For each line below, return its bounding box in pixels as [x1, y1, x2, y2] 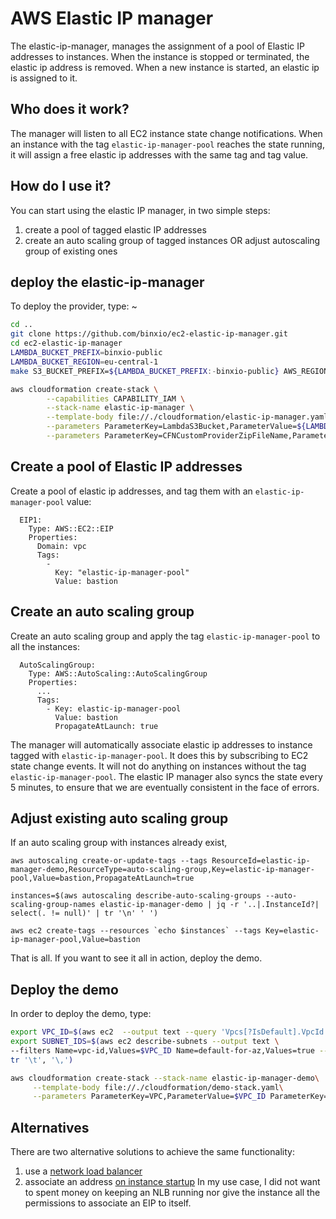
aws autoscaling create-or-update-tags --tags [10, 856, 208, 866]
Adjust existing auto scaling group [10, 810, 229, 827]
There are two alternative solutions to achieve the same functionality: [10, 1146, 295, 1158]
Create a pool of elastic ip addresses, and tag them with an [10, 485, 253, 497]
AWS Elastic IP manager [10, 7, 214, 30]
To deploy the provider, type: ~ [10, 300, 138, 312]
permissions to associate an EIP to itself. [24, 1197, 192, 1209]
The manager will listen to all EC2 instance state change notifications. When [10, 127, 323, 139]
